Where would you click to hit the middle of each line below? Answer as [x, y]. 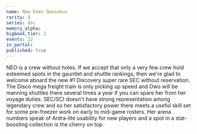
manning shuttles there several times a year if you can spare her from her [96, 92]
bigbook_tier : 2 [26, 34]
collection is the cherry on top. [66, 124]
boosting [17, 124]
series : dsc [21, 23]
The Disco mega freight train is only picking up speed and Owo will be [92, 86]
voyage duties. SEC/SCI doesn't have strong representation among [88, 99]
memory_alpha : [24, 28]
